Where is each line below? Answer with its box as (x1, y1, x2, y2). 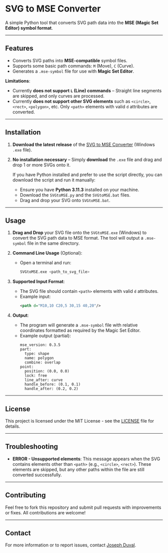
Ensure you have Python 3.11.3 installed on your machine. (19, 187, 139, 193)
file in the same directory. (27, 240, 80, 246)
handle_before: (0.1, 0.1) (24, 382, 81, 387)
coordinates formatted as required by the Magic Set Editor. (19, 327, 141, 333)
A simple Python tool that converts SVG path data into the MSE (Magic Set (5, 20, 158, 26)
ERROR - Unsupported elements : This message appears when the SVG (12, 456, 160, 462)
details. (5, 423, 20, 429)
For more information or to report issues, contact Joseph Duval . (5, 542, 136, 548)
